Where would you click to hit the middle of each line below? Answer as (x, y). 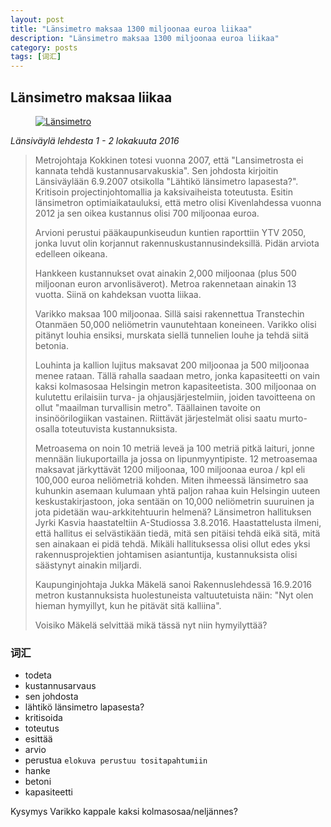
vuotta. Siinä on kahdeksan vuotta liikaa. (118, 294)
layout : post (37, 19)
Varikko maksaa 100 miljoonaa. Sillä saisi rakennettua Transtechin (169, 313)
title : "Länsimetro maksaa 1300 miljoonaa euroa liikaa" (131, 29)
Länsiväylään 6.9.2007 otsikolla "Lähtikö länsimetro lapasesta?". (166, 181)
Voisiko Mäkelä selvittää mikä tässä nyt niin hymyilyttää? (151, 625)
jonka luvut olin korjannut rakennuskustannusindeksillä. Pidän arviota (177, 243)
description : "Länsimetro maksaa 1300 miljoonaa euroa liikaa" (145, 38)
